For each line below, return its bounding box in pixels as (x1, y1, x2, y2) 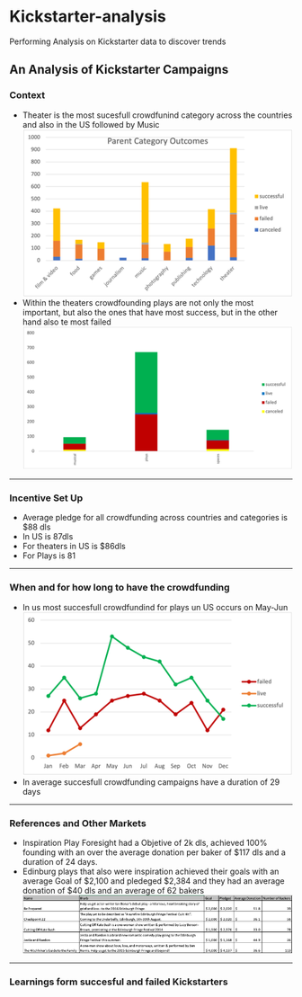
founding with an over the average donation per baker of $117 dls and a (22, 847, 286, 858)
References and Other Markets (9, 816, 147, 829)
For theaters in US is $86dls (22, 541, 126, 552)
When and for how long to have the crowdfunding (9, 582, 231, 594)
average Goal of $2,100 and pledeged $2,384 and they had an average (22, 876, 285, 886)
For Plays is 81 (22, 550, 76, 561)
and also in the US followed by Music (22, 119, 160, 129)
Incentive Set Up (9, 492, 84, 504)
